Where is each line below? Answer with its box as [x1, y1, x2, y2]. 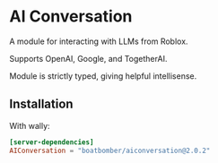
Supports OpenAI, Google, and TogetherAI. [9, 53, 168, 64]
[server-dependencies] [9, 137, 94, 147]
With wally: [9, 120, 51, 131]
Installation [9, 97, 74, 112]
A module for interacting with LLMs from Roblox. [9, 36, 188, 47]
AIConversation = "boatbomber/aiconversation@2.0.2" [9, 146, 211, 155]
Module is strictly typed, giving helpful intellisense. [9, 70, 197, 81]
